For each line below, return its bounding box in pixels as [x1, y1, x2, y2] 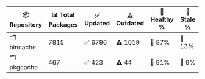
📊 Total [51, 10, 75, 19]
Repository [9, 21, 43, 29]
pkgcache [9, 63, 38, 71]
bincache [9, 43, 37, 51]
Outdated [115, 19, 145, 27]
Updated [84, 19, 110, 27]
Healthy [150, 15, 174, 24]
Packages [48, 21, 78, 29]
